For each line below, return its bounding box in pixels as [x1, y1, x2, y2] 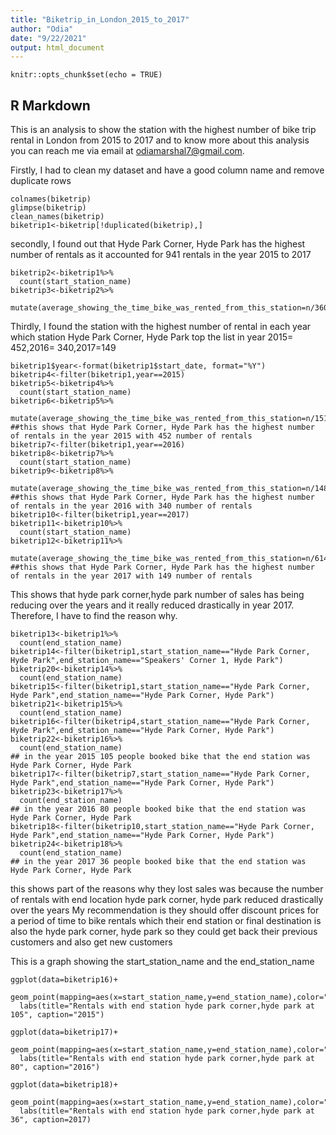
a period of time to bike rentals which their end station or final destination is [10, 915, 322, 927]
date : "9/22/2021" [10, 33, 87, 43]
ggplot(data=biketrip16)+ [10, 975, 118, 985]
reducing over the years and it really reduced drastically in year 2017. [10, 599, 295, 611]
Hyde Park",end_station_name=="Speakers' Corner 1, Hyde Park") [10, 656, 284, 666]
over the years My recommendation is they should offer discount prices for [10, 904, 320, 916]
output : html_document [10, 42, 105, 53]
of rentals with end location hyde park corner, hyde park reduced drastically [10, 894, 324, 906]
